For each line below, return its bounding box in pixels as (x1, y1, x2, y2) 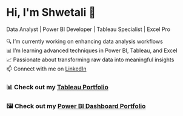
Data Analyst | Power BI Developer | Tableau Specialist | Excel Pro (6, 26, 171, 33)
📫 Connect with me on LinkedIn (6, 65, 87, 72)
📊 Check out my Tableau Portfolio (6, 83, 109, 91)
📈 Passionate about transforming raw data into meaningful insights (6, 56, 175, 63)
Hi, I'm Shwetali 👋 (6, 5, 96, 19)
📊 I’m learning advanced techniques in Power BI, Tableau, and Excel (6, 47, 178, 54)
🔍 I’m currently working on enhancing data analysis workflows (6, 38, 164, 45)
